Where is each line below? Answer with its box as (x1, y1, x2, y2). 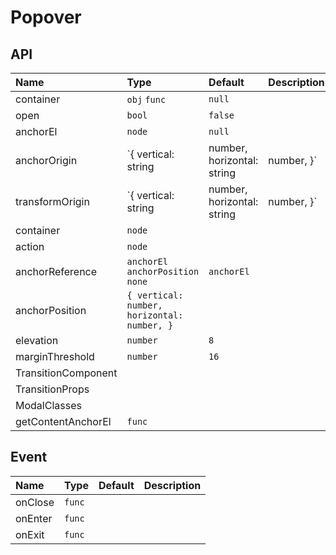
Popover (10, 6, 82, 29)
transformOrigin (15, 195, 90, 208)
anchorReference (15, 265, 98, 278)
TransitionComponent (15, 366, 118, 380)
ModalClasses (15, 399, 82, 412)
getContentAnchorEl (15, 415, 112, 428)
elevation (15, 334, 59, 347)
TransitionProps (15, 382, 90, 396)
